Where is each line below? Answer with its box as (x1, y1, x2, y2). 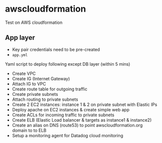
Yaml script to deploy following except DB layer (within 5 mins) (5, 61, 130, 67)
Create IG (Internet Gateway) (12, 75, 70, 81)
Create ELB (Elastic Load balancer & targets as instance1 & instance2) (12, 117, 152, 123)
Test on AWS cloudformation (5, 19, 63, 25)
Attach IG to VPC (12, 81, 46, 87)
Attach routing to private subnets (12, 96, 78, 102)
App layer (5, 34, 35, 42)
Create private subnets (12, 91, 58, 97)
